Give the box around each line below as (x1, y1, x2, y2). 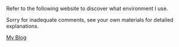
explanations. (6, 23, 39, 29)
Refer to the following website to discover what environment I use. (6, 5, 168, 12)
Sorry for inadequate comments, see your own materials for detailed (6, 16, 174, 23)
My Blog (6, 34, 27, 41)
